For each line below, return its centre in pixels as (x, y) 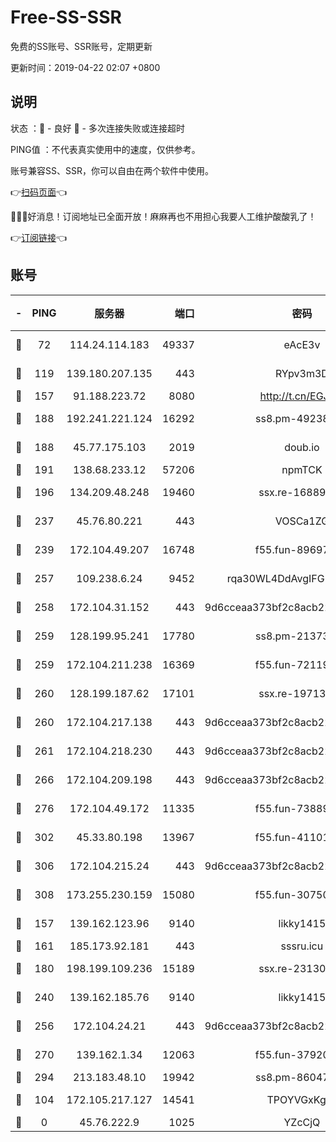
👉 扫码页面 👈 (39, 192)
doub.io (302, 447)
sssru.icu (302, 946)
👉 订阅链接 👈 (39, 237)
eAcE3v (302, 344)
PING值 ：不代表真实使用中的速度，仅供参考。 (105, 149)
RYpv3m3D (301, 373)
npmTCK (302, 469)
